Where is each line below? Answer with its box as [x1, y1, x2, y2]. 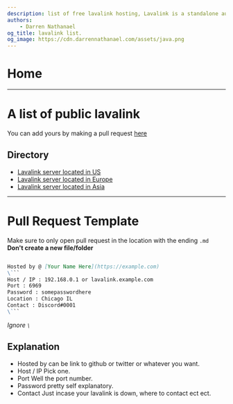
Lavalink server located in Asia [17, 182, 105, 191]
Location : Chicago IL [7, 296, 73, 303]
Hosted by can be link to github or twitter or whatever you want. [17, 359, 200, 368]
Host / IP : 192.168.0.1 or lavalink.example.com [7, 276, 154, 283]
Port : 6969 [7, 283, 42, 289]
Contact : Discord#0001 [7, 302, 76, 309]
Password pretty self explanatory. [17, 381, 114, 389]
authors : [7, 17, 33, 24]
